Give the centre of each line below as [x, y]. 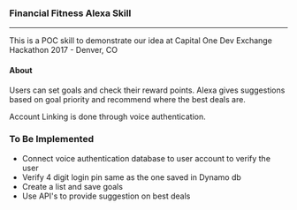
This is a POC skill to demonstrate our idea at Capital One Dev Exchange [141, 41]
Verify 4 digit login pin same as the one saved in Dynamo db [131, 177]
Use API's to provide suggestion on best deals [106, 196]
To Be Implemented [52, 139]
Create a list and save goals [72, 186]
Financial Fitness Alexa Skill [70, 13]
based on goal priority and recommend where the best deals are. [127, 99]
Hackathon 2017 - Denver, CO [63, 50]
